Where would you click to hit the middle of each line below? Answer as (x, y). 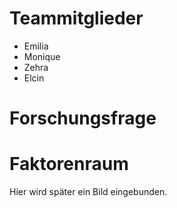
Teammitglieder (76, 18)
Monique (42, 56)
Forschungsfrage (83, 118)
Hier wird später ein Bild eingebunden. (88, 192)
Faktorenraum (69, 164)
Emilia (36, 46)
